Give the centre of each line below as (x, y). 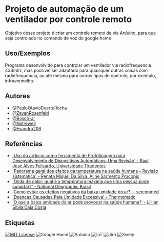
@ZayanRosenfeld (31, 113)
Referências (24, 144)
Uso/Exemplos (28, 53)
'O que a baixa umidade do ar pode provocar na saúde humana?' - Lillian (85, 202)
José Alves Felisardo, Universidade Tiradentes (59, 166)
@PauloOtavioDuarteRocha (40, 108)
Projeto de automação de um (64, 9)
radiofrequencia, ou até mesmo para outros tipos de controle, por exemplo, (81, 75)
